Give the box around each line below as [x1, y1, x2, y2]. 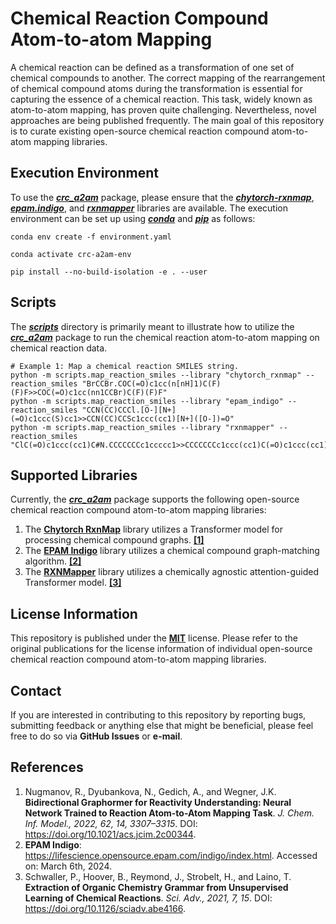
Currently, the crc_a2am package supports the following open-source [10, 493, 300, 506]
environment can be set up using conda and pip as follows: [10, 212, 256, 224]
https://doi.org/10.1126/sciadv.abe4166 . [24, 902, 186, 914]
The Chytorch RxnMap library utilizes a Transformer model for [24, 523, 283, 536]
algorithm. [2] [24, 555, 82, 567]
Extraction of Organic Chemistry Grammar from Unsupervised [24, 881, 289, 893]
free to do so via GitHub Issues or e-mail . [10, 730, 183, 742]
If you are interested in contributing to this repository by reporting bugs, [10, 709, 307, 721]
